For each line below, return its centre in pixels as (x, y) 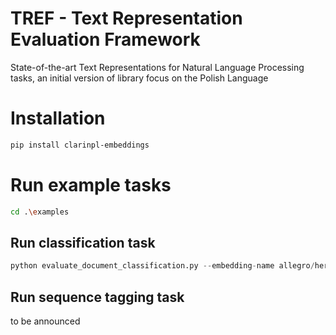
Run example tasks (91, 184)
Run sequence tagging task (97, 297)
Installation (58, 118)
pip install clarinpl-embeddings (80, 145)
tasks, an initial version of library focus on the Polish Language (139, 78)
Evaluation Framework (105, 39)
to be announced (45, 321)
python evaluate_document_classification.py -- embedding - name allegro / (162, 266)
